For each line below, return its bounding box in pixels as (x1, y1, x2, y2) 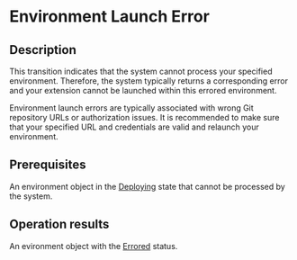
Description (9, 42, 76, 58)
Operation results (9, 217, 110, 232)
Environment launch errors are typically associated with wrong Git (9, 103, 254, 113)
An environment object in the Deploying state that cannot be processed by (9, 181, 285, 192)
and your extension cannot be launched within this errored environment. (9, 85, 277, 95)
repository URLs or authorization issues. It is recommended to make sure (9, 112, 280, 122)
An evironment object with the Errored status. (9, 240, 178, 251)
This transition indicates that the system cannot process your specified (9, 66, 273, 76)
